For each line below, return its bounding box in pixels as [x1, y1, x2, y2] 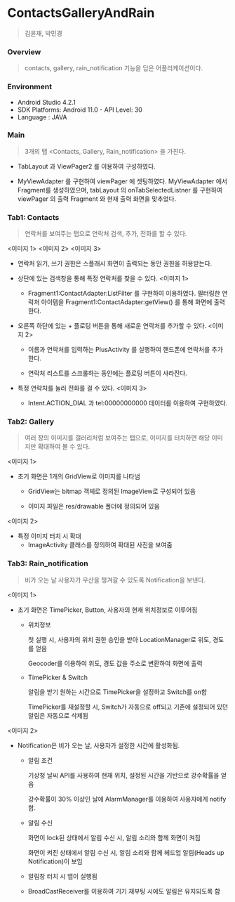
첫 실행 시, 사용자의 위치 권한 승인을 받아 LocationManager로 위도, [27, 635, 212, 643]
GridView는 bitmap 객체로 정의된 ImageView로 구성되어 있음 [27, 487, 196, 496]
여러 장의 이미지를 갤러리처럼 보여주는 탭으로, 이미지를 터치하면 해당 [24, 433, 210, 442]
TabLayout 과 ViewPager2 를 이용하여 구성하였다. [17, 162, 156, 170]
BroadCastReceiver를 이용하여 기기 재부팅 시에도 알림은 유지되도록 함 [27, 887, 221, 895]
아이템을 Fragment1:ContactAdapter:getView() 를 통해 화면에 [41, 298, 213, 306]
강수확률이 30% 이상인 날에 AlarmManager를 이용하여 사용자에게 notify [27, 795, 227, 803]
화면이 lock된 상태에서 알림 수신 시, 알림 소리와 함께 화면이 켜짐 [27, 833, 201, 842]
